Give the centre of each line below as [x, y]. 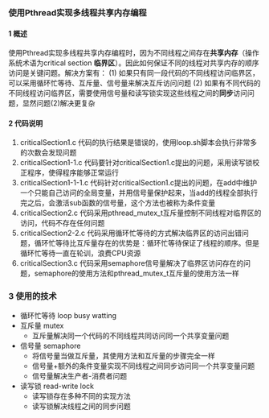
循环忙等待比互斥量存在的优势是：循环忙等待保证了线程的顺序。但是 [147, 243]
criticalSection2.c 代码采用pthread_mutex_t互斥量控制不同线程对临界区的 [141, 213]
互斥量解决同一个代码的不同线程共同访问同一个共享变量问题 [130, 335]
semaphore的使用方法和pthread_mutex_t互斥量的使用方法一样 [137, 273]
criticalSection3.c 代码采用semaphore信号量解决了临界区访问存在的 [132, 263]
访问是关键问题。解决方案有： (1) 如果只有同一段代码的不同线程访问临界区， [134, 73]
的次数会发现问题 [48, 153]
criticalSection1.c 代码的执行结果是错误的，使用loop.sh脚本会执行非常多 [139, 143]
